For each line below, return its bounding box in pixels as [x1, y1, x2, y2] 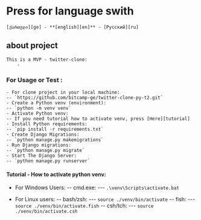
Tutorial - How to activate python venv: [6, 171, 107, 178]
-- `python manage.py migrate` [6, 148, 85, 154]
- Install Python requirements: [6, 121, 88, 127]
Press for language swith [6, 4, 134, 18]
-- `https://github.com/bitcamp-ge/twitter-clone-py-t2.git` [6, 95, 164, 101]
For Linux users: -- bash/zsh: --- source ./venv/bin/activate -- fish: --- [14, 196, 196, 203]
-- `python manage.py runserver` [6, 158, 91, 164]
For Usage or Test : [6, 75, 63, 84]
